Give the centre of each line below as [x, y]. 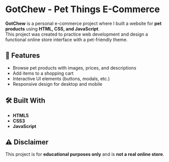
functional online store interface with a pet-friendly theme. [67, 40]
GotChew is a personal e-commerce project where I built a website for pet [83, 23]
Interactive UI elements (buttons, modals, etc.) [61, 78]
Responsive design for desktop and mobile [58, 84]
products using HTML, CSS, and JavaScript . [53, 28]
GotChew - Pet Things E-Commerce [83, 9]
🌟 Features [23, 56]
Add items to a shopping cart [43, 73]
